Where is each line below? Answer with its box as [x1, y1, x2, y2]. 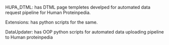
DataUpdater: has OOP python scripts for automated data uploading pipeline [5, 29, 164, 34]
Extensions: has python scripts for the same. [5, 19, 98, 25]
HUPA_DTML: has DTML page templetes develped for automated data [5, 4, 150, 10]
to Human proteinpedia [5, 34, 53, 40]
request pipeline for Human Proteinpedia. [5, 9, 91, 15]
